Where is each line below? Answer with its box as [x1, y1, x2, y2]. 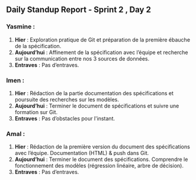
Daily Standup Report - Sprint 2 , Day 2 [6, 5, 151, 15]
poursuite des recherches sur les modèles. [14, 96, 120, 103]
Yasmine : [6, 23, 36, 31]
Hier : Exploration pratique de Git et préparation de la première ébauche [14, 36, 191, 43]
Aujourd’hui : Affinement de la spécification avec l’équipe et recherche [14, 49, 188, 56]
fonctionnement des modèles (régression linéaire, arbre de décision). [14, 162, 184, 169]
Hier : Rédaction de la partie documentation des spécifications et [14, 89, 173, 97]
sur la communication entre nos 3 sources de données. [14, 55, 150, 62]
